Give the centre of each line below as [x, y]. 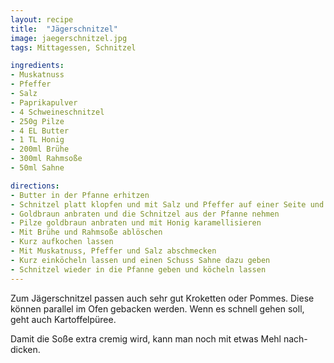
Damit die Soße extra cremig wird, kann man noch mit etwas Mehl [146, 338]
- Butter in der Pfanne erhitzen [80, 195]
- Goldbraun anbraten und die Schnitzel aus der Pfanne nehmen [145, 214]
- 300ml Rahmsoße [46, 159]
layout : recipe [42, 19]
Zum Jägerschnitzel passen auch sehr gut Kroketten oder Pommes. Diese [162, 298]
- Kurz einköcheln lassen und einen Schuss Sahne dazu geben [140, 260]
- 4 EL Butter [40, 131]
